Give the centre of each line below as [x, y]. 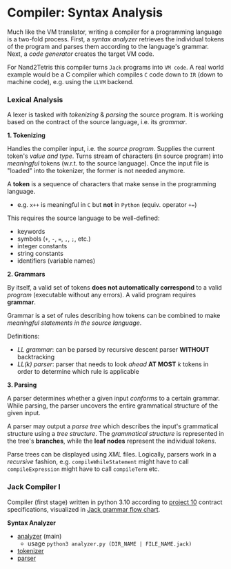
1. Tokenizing [27, 135]
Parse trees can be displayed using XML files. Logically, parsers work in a [112, 455]
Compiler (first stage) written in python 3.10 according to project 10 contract [115, 502]
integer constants [42, 246]
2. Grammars [26, 274]
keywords [31, 232]
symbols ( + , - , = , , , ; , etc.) [54, 239]
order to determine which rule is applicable [78, 372]
